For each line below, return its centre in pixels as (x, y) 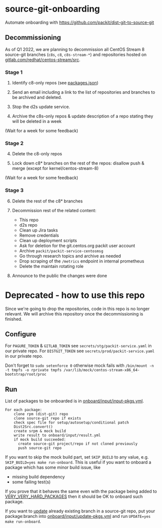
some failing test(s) (31, 482)
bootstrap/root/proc (26, 375)
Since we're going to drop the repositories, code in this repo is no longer (77, 309)
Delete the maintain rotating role (51, 266)
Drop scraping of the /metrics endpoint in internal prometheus (82, 261)
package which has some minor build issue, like (53, 467)
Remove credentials (39, 235)
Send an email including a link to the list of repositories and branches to (83, 92)
